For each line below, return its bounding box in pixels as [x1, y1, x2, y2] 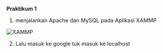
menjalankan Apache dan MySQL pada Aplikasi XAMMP [15, 17, 157, 23]
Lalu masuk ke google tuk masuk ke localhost [15, 40, 131, 47]
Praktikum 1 [6, 5, 37, 12]
